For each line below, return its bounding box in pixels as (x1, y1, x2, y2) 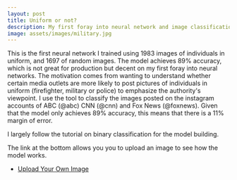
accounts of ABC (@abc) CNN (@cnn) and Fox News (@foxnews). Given (7, 101, 218, 110)
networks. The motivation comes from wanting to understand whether (7, 72, 212, 80)
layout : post (7, 10, 46, 18)
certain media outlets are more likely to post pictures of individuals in (7, 79, 208, 88)
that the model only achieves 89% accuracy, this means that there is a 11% (7, 109, 224, 117)
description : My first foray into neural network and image (7, 23, 188, 30)
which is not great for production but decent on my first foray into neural (7, 64, 218, 72)
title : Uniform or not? (7, 17, 78, 24)
